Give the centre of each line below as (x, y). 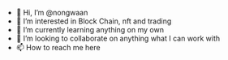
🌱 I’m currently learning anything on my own (90, 30)
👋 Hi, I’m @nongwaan (52, 13)
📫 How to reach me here (58, 47)
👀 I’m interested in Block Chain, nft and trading (94, 21)
